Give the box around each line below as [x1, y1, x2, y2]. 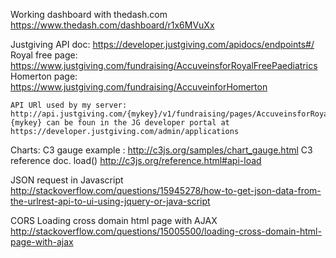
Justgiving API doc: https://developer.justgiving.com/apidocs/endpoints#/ [10, 39, 315, 50]
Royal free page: [10, 49, 78, 61]
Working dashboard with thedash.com [10, 9, 168, 20]
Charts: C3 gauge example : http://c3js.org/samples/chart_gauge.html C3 [10, 144, 313, 156]
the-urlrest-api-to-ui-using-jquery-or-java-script [10, 195, 211, 207]
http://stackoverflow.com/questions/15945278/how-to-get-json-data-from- [10, 185, 322, 196]
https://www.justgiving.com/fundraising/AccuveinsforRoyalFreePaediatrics [10, 60, 318, 71]
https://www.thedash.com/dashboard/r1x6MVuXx [10, 19, 215, 31]
